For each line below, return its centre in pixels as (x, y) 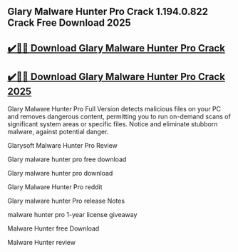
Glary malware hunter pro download (60, 173)
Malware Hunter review (42, 242)
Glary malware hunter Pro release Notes (66, 201)
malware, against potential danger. (58, 131)
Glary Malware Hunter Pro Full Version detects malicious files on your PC (114, 109)
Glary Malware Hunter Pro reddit (55, 187)
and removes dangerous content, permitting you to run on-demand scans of (119, 116)
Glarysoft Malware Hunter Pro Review (62, 145)
